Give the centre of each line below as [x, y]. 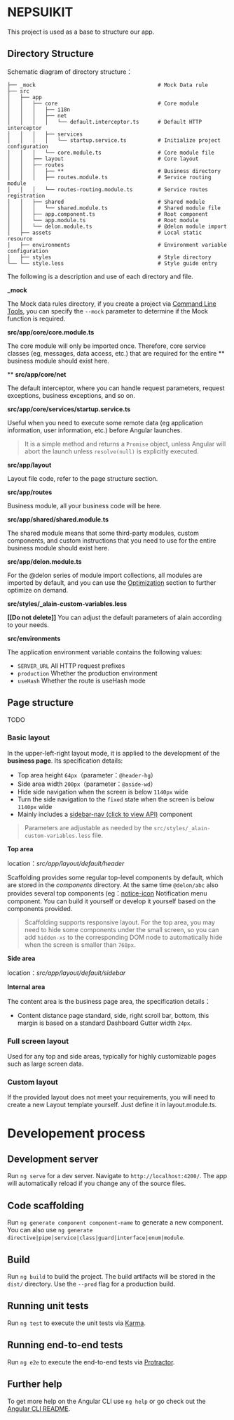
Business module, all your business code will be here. [85, 505]
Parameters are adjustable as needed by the [88, 827]
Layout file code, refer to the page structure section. [83, 478]
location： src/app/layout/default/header [66, 863]
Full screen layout [38, 1041]
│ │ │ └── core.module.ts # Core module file [111, 153]
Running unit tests [48, 1306]
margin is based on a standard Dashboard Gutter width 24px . [105, 1023]
